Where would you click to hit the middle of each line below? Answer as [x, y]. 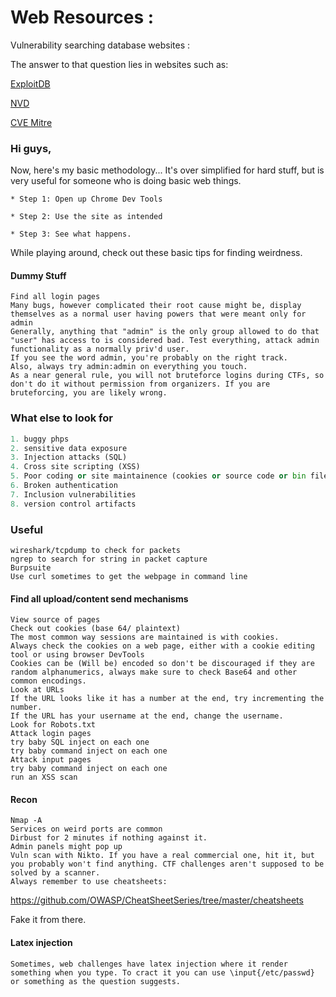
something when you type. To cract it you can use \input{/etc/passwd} [162, 972]
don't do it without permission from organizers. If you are [140, 384]
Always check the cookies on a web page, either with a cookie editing [162, 646]
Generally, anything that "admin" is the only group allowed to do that [165, 332]
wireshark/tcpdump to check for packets [96, 551]
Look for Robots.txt [53, 725]
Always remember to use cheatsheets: [89, 882]
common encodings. [48, 681]
